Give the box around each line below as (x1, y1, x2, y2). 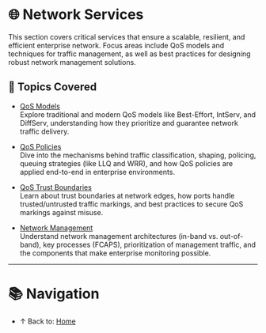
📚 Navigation (8, 285, 100, 302)
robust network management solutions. (8, 57, 136, 66)
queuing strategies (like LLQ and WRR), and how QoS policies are (19, 158, 234, 168)
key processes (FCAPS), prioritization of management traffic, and (43, 240, 256, 249)
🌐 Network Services (8, 6, 144, 24)
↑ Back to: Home (19, 316, 77, 326)
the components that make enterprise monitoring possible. (19, 248, 211, 258)
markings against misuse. (19, 207, 104, 217)
